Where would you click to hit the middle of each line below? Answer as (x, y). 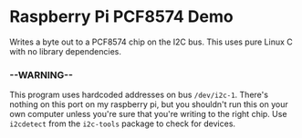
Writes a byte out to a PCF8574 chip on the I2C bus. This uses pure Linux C (151, 42)
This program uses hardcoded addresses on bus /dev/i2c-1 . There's (139, 95)
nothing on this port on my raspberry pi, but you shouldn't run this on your (149, 104)
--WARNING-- (41, 74)
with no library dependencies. (65, 51)
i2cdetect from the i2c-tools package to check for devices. (122, 123)
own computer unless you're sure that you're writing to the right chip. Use (148, 114)
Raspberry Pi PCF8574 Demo (122, 17)
